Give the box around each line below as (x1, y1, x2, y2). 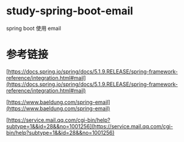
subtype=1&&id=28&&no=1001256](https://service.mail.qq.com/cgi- (6, 122, 173, 129)
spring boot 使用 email (6, 24, 62, 32)
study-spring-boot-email (6, 4, 133, 18)
